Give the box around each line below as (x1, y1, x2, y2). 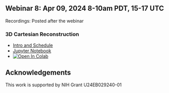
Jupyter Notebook (12, 48, 51, 54)
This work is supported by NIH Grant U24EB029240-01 (5, 82, 122, 88)
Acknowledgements (5, 68, 71, 77)
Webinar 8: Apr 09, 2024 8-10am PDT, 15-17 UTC (5, 4, 164, 13)
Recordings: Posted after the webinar (5, 17, 84, 24)
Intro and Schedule (12, 42, 53, 48)
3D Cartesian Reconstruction (5, 30, 79, 38)
